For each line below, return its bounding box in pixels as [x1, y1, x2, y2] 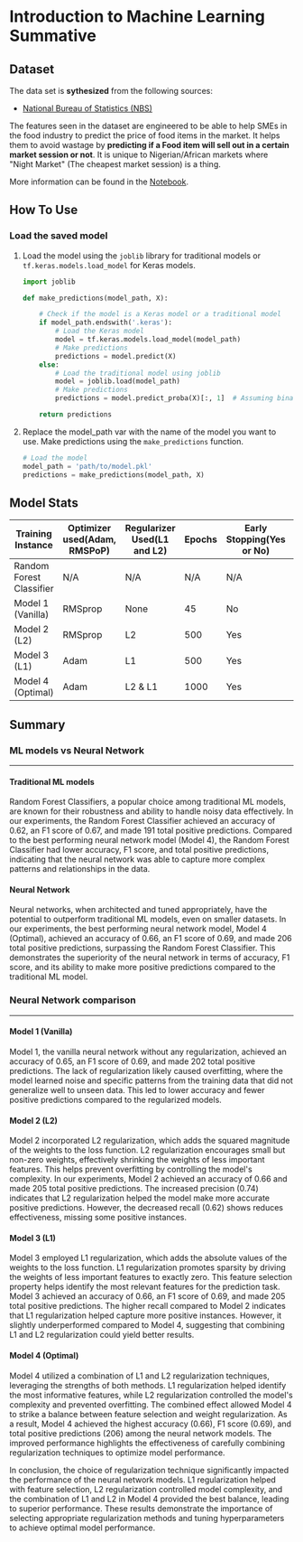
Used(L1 [131, 533, 170, 546]
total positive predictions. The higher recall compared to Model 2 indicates [9, 1301, 286, 1312]
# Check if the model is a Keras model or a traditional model [39, 310, 281, 319]
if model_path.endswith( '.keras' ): [39, 318, 173, 327]
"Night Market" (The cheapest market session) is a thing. [9, 159, 221, 169]
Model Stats [9, 495, 78, 510]
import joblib [22, 277, 76, 286]
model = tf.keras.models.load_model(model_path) [55, 335, 242, 344]
